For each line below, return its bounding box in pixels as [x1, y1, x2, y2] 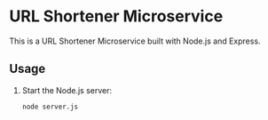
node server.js [21, 102, 79, 111]
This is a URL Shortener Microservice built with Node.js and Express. [9, 36, 261, 46]
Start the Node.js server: [21, 84, 113, 95]
